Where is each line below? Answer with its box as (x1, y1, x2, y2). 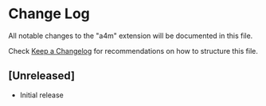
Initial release (19, 90, 64, 100)
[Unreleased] (8, 69, 76, 83)
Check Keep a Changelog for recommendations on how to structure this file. (8, 46, 259, 55)
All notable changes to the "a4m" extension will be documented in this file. (8, 31, 253, 40)
